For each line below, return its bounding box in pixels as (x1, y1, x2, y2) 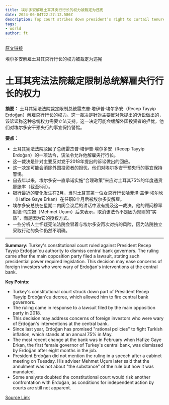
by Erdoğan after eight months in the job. (12, 347, 98, 353)
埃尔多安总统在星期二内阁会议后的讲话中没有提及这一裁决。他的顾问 (12, 202, 154, 208)
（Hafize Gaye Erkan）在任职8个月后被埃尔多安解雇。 (12, 196, 125, 202)
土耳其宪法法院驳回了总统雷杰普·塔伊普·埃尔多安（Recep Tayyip (12, 145, 145, 151)
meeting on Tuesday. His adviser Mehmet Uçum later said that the (12, 358, 150, 364)
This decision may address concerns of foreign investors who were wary (12, 315, 164, 321)
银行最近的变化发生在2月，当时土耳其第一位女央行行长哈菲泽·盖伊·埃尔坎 (12, 190, 163, 196)
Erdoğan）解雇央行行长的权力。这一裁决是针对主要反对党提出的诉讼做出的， (5, 112, 164, 118)
